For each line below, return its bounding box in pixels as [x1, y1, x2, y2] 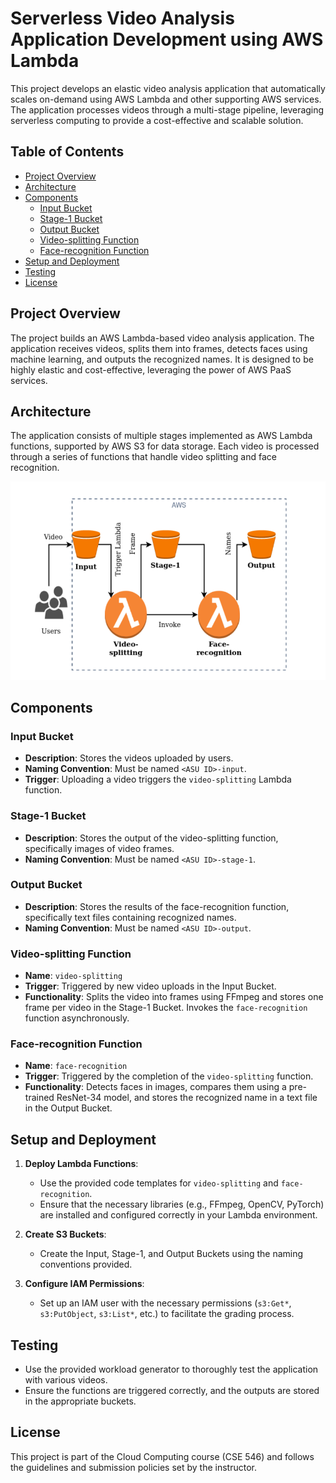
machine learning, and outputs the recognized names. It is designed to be [10, 353, 314, 365]
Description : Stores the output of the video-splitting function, [24, 832, 279, 844]
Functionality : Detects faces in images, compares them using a [24, 1081, 287, 1093]
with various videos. [24, 1374, 108, 1386]
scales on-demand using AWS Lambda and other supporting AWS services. [10, 93, 322, 105]
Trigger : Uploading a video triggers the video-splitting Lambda [24, 773, 292, 786]
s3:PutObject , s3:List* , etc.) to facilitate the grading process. [39, 1308, 295, 1320]
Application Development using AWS [10, 28, 324, 51]
